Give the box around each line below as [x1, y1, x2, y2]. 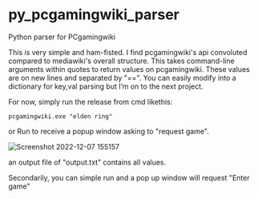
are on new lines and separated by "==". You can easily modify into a [8, 73, 236, 82]
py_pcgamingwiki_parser [8, 6, 180, 24]
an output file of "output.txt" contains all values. [8, 157, 167, 167]
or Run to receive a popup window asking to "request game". [8, 126, 210, 136]
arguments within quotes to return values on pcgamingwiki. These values [8, 64, 250, 74]
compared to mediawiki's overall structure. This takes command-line [8, 56, 235, 66]
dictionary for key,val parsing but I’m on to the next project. [8, 82, 204, 91]
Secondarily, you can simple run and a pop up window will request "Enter [8, 173, 250, 182]
